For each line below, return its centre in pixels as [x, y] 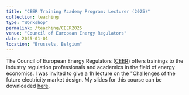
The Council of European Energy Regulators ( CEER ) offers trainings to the [95, 61]
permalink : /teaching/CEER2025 [44, 28]
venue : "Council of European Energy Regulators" [66, 33]
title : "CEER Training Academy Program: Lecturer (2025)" [78, 11]
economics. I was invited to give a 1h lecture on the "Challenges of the [91, 73]
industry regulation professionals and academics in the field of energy [91, 67]
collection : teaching [32, 17]
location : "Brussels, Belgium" [44, 45]
